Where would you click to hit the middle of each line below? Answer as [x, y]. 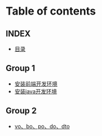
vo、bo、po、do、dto [42, 126]
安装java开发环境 [36, 91]
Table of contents [51, 11]
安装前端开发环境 [36, 84]
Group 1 [21, 68]
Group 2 [21, 111]
